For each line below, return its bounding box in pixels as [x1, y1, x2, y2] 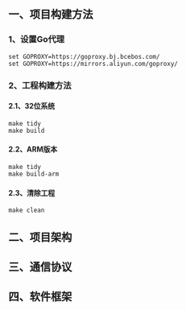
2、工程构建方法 [8, 80, 72, 91]
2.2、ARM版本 [8, 144, 58, 155]
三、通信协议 [8, 260, 72, 274]
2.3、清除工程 [8, 188, 56, 197]
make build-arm [8, 170, 60, 179]
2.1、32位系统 [8, 101, 56, 111]
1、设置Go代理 [8, 34, 65, 45]
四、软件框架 [8, 290, 72, 304]
